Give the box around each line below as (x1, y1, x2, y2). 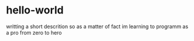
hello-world (6, 4, 64, 17)
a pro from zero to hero (6, 29, 63, 36)
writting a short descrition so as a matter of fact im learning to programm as (6, 23, 189, 30)
